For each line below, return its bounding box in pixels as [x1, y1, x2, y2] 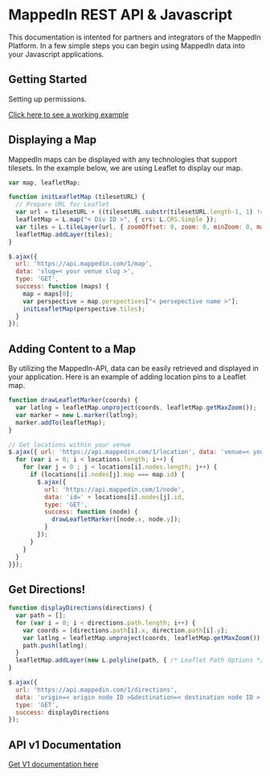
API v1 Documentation [8, 738, 122, 752]
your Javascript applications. [8, 49, 104, 59]
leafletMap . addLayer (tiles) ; [15, 230, 113, 238]
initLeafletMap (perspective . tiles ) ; [22, 304, 146, 313]
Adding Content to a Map [8, 342, 137, 356]
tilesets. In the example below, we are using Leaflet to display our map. [8, 163, 243, 172]
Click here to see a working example [8, 109, 129, 119]
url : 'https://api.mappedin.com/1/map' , [15, 260, 153, 268]
